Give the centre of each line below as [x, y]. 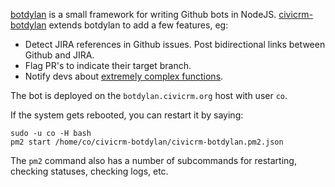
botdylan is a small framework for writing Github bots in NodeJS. [143, 14]
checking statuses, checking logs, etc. [89, 171]
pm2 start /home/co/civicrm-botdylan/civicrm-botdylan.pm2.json [147, 142]
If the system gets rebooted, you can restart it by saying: [127, 115]
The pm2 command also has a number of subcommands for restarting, [153, 160]
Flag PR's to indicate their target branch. [108, 65]
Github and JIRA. [59, 55]
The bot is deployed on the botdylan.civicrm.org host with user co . [149, 95]
